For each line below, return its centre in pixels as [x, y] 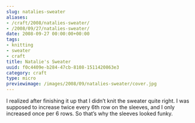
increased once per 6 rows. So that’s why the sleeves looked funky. [89, 113]
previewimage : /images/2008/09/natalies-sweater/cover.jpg [82, 84]
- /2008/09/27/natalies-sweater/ [48, 28]
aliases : [17, 17]
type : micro [21, 78]
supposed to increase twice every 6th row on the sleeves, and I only [91, 107]
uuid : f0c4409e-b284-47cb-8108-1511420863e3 [63, 67]
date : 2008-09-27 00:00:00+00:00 [48, 34]
